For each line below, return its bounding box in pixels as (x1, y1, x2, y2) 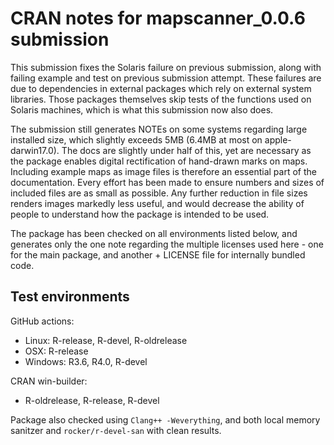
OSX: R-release (24, 345, 89, 357)
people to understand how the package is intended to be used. (10, 208, 270, 220)
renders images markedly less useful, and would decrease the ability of (10, 197, 305, 209)
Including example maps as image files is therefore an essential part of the (10, 165, 317, 177)
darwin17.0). (10, 144, 60, 156)
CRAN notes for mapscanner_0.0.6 (10, 7, 306, 30)
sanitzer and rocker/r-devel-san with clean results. (10, 424, 222, 436)
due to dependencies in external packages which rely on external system (10, 82, 312, 94)
